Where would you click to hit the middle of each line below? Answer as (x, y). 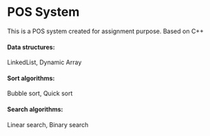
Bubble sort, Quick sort (40, 93)
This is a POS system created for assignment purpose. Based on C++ (106, 31)
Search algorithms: (35, 109)
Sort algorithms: (31, 78)
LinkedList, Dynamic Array (44, 62)
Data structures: (31, 47)
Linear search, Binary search (48, 124)
